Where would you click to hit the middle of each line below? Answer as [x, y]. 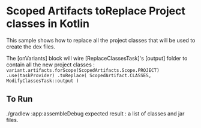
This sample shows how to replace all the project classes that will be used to [101, 40]
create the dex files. [31, 47]
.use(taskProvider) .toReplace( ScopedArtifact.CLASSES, [79, 75]
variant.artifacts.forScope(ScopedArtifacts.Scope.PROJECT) [83, 70]
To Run [19, 99]
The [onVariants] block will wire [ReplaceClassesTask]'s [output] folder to [97, 58]
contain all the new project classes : [50, 65]
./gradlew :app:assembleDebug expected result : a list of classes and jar [95, 113]
